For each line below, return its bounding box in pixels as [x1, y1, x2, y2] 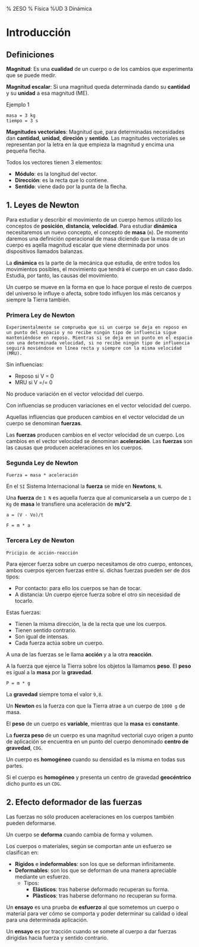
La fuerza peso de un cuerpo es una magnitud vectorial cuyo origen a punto [6, 731, 194, 739]
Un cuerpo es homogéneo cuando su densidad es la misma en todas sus [6, 756, 185, 763]
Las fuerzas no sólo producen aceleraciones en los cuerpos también [6, 813, 174, 820]
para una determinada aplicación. [6, 916, 89, 923]
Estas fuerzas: [6, 609, 42, 616]
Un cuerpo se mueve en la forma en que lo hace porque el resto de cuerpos [6, 283, 192, 291]
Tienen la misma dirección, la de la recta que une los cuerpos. [14, 620, 168, 627]
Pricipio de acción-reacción [6, 550, 78, 556]
